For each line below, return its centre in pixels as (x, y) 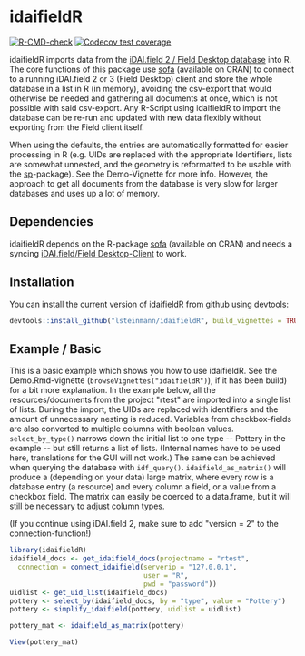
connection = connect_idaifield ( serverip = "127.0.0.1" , (128, 567)
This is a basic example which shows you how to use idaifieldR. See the (143, 371)
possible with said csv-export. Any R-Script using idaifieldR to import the (145, 107)
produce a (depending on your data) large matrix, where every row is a (142, 477)
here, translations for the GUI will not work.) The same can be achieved (143, 458)
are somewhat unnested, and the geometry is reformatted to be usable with (151, 164)
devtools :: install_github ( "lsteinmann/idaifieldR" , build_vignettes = (146, 320)
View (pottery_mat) (44, 642)
